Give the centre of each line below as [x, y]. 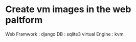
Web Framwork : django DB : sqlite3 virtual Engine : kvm [64, 34]
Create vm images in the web [68, 9]
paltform [24, 20]
